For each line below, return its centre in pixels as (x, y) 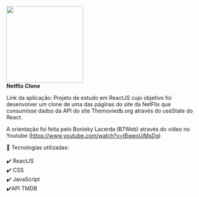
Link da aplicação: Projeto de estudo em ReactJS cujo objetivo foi (89, 98)
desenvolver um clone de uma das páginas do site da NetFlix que (89, 104)
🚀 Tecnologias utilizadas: (38, 147)
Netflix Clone (24, 86)
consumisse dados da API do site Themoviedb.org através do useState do (100, 111)
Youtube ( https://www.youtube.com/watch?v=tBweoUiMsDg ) (84, 136)
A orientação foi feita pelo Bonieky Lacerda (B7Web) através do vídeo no (98, 129)
